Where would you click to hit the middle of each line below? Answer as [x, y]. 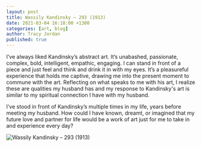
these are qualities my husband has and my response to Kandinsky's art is [98, 88]
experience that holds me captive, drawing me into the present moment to [98, 76]
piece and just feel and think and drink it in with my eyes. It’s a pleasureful [97, 69]
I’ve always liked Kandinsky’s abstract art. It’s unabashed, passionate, [92, 57]
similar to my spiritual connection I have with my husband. [78, 95]
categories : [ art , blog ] [37, 28]
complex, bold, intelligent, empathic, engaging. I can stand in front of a [94, 63]
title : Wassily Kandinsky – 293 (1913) [56, 17]
